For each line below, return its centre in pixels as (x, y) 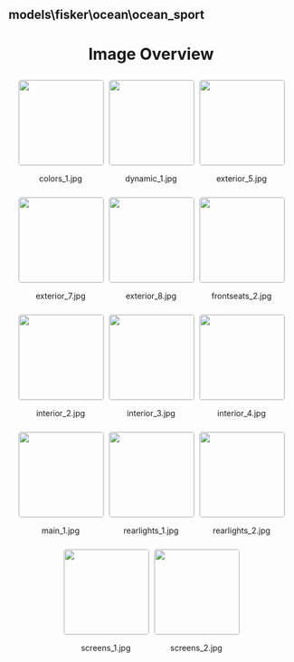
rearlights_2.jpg (242, 531)
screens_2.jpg (196, 648)
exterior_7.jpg (61, 296)
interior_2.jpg (61, 414)
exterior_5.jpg (242, 179)
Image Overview (151, 54)
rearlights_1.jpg (151, 531)
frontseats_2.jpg (242, 296)
